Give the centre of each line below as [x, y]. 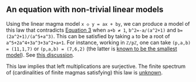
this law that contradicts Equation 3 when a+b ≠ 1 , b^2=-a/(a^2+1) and [91, 30]
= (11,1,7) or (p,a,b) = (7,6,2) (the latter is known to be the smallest [92, 49]
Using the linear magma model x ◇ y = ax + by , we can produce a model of [98, 23]
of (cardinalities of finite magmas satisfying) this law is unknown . [85, 72]
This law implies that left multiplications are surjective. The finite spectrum [96, 66]
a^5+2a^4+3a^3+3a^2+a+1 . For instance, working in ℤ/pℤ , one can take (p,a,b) [98, 42]
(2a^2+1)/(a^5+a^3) [30, 37]
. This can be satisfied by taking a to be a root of [111, 36]
